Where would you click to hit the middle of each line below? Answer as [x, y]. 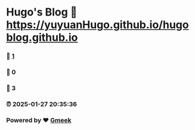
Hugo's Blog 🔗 [42, 12]
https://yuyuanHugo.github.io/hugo [97, 25]
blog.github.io [42, 38]
